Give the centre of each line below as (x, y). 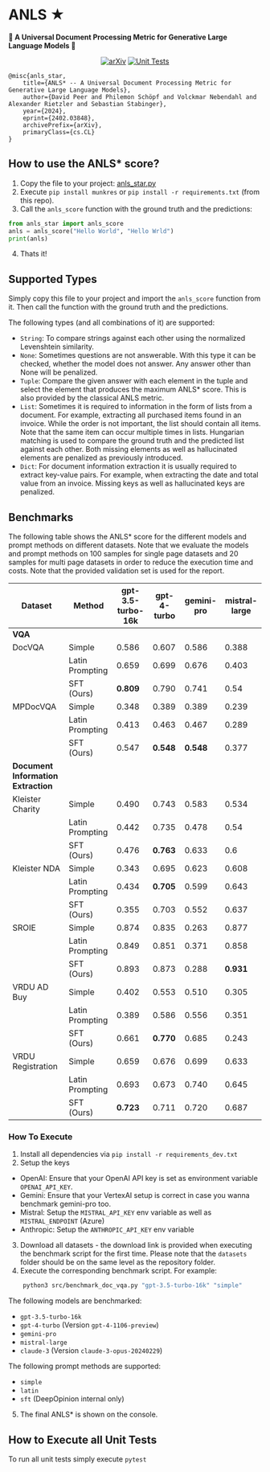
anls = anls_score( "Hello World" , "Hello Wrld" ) (91, 231)
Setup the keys (45, 1162)
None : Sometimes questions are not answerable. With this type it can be (138, 355)
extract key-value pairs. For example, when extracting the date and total (139, 475)
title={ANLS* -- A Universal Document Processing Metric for (127, 83)
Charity (26, 809)
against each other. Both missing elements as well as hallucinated (129, 449)
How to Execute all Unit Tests (83, 1439)
